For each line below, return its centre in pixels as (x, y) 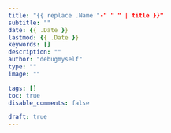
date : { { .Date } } (38, 30)
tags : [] (22, 88)
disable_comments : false (49, 103)
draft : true (28, 117)
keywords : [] (30, 45)
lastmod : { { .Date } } (44, 37)
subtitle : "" (30, 23)
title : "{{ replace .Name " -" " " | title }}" (86, 15)
